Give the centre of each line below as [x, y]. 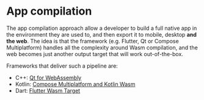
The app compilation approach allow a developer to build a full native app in [102, 28]
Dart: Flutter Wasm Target [48, 90]
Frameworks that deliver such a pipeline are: [62, 66]
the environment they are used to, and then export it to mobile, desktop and [102, 34]
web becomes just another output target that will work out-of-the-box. [95, 54]
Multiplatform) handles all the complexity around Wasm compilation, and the [102, 48]
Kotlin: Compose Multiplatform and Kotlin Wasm [75, 84]
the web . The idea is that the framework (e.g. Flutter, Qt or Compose [93, 41]
